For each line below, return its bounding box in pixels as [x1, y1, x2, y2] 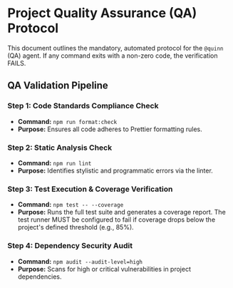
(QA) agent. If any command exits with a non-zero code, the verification [7, 51, 218, 60]
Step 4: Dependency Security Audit [7, 241, 133, 251]
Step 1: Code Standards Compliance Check [7, 101, 159, 111]
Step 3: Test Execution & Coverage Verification [7, 184, 173, 194]
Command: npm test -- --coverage [17, 200, 124, 209]
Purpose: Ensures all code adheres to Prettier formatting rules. [17, 125, 203, 133]
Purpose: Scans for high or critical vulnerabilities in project [17, 264, 191, 273]
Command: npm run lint [17, 158, 92, 167]
